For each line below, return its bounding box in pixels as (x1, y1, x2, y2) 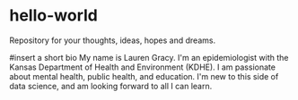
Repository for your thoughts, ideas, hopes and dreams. (9, 35, 216, 46)
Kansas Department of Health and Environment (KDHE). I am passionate (9, 62, 276, 72)
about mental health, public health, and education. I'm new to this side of (9, 71, 279, 81)
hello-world (9, 5, 99, 26)
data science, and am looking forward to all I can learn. (9, 80, 213, 91)
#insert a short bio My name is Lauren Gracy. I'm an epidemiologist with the (9, 52, 289, 62)
